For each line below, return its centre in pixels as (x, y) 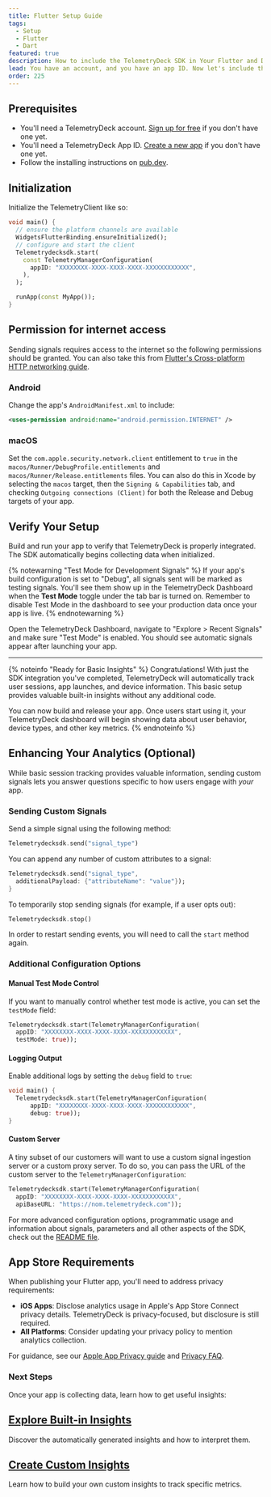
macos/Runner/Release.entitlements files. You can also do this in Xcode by (132, 476)
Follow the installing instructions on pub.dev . (94, 163)
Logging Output (35, 1058)
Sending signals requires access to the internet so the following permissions (135, 349)
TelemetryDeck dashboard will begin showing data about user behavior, (128, 719)
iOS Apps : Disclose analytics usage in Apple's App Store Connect (129, 1306)
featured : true (34, 53)
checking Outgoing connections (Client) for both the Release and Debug (131, 493)
